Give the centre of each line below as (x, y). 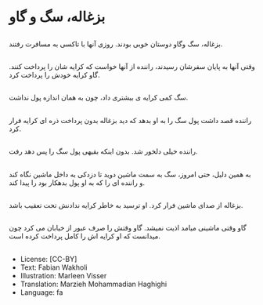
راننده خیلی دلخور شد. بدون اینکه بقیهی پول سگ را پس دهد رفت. (103, 151)
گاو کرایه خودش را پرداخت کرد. (54, 74)
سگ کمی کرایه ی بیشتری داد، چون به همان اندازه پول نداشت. (99, 97)
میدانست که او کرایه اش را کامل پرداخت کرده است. (85, 236)
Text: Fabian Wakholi (54, 267)
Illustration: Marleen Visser (63, 275)
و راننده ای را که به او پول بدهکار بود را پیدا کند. (77, 182)
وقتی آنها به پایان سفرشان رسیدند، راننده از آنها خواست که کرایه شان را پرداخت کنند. (132, 66)
